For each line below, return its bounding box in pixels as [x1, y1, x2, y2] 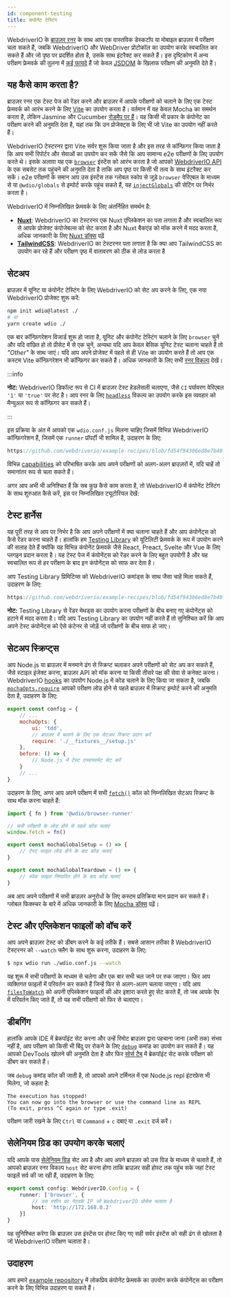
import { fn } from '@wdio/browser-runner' [7, 810, 134, 817]
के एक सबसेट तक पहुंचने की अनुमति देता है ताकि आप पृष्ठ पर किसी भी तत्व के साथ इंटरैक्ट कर [7, 165, 211, 174]
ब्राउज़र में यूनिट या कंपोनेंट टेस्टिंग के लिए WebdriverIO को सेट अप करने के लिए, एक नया [7, 286, 207, 294]
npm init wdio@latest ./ [7, 307, 78, 314]
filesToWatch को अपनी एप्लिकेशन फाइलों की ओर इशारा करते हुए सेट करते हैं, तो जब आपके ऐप [7, 988, 220, 996]
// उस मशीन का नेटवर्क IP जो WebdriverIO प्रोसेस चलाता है [32, 1197, 172, 1205]
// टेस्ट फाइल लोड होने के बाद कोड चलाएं [19, 848, 112, 855]
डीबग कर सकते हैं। [7, 1057, 50, 1066]
